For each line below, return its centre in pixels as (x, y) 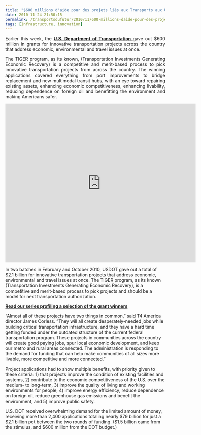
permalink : (17, 19)
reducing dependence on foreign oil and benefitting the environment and (85, 91)
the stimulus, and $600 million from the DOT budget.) (61, 427)
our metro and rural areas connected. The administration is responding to (82, 348)
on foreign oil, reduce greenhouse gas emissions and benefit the (73, 396)
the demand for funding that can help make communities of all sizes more (82, 354)
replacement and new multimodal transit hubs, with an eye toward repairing (85, 81)
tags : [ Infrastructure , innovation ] (44, 24)
